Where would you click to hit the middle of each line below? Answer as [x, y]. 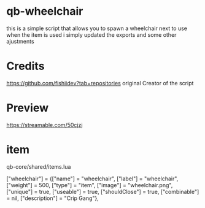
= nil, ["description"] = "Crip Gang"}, [53, 198]
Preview [28, 108]
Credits [25, 66]
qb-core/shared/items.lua [39, 166]
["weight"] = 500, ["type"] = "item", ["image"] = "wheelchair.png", [90, 185]
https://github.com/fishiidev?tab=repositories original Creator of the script [100, 83]
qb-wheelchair [45, 11]
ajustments [21, 41]
